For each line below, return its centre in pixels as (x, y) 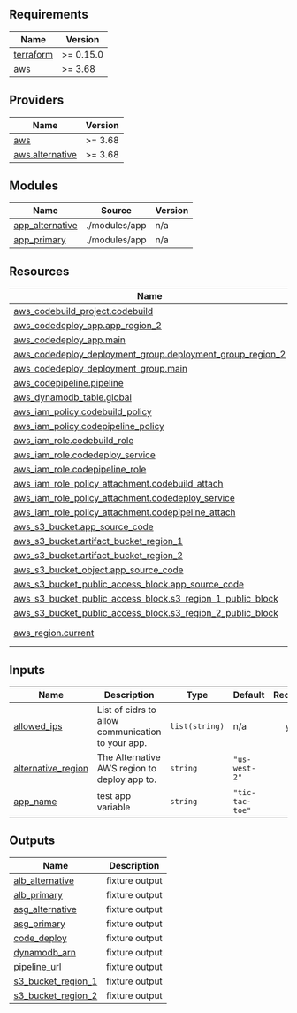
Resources (39, 271)
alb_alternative (44, 880)
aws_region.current (54, 633)
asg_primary (40, 924)
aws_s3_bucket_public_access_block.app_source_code (129, 585)
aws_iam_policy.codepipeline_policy (89, 426)
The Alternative (129, 757)
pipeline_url (38, 966)
